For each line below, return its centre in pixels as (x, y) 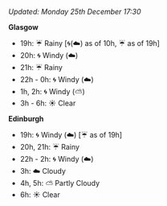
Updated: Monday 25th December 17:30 (75, 12)
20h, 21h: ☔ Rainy (50, 147)
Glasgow (23, 27)
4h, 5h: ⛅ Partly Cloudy (60, 183)
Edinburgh (26, 119)
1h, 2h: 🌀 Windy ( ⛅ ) (53, 91)
